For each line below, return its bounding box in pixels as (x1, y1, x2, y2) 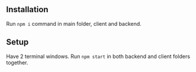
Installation (6, 5, 49, 15)
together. (6, 59, 28, 66)
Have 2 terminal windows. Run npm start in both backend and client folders (6, 53, 191, 60)
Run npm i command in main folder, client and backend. (6, 20, 142, 27)
